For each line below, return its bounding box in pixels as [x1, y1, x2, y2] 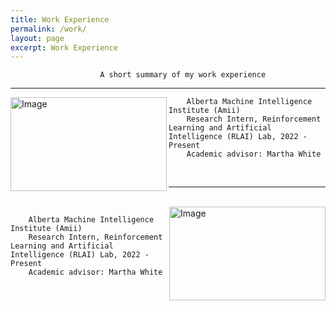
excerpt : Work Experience [10, 42, 118, 53]
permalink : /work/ [10, 24, 87, 34]
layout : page [10, 33, 65, 43]
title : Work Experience [10, 14, 110, 25]
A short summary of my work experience [99, 70, 267, 80]
